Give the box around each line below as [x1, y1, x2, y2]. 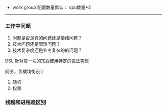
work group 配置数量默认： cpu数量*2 [12, 4, 91, 10]
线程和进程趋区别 [5, 99, 46, 106]
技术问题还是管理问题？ [12, 41, 61, 47]
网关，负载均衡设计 [5, 69, 45, 75]
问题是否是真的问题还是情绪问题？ [12, 35, 83, 41]
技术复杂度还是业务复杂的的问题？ [12, 47, 83, 53]
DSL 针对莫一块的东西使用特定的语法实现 [5, 58, 89, 64]
